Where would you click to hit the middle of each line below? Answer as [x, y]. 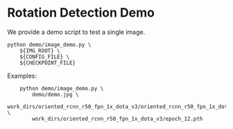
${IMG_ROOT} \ [40, 51]
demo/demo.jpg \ [55, 94]
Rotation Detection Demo [81, 13]
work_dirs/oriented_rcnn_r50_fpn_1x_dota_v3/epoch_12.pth [118, 119]
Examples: [22, 76]
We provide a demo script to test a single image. [76, 32]
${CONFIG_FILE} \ [45, 57]
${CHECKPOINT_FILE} [48, 63]
